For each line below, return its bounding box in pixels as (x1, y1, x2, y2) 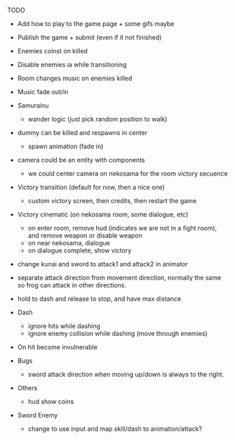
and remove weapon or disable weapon (27, 231, 142, 240)
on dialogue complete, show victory (27, 246, 132, 254)
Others (17, 384, 38, 392)
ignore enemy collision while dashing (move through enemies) (27, 330, 208, 337)
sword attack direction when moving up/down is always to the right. (27, 370, 224, 378)
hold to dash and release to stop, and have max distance (17, 295, 181, 303)
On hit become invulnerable (17, 343, 98, 351)
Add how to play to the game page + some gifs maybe (17, 20, 175, 27)
